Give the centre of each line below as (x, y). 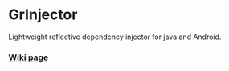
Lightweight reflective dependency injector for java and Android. (115, 37)
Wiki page (29, 57)
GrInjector (43, 15)
